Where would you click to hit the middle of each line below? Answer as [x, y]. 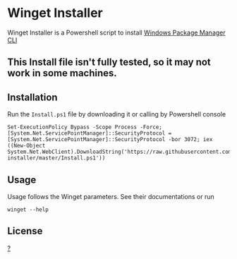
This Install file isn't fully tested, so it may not [109, 62]
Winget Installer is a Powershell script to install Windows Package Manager [116, 32]
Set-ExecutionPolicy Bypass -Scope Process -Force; [85, 127]
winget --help [28, 210]
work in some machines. [62, 73]
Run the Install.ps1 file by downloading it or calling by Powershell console [117, 114]
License [25, 231]
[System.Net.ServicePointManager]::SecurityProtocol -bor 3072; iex [110, 140]
